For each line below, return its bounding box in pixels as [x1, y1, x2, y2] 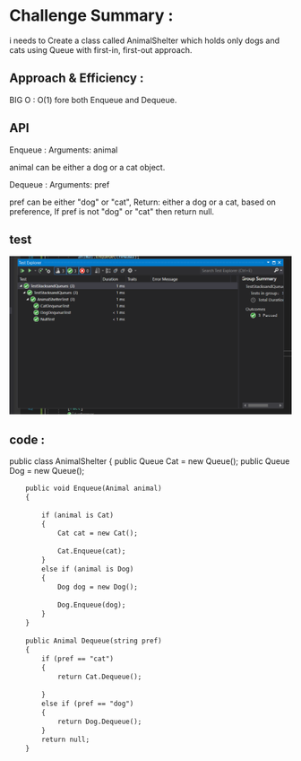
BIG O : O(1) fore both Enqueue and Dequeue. [9, 94, 177, 105]
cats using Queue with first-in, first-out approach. [9, 44, 193, 55]
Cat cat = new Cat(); [56, 529, 139, 538]
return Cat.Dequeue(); [56, 672, 142, 682]
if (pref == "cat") [41, 654, 115, 664]
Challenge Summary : [9, 5, 174, 26]
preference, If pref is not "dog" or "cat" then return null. [9, 206, 215, 216]
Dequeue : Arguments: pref [9, 179, 110, 189]
